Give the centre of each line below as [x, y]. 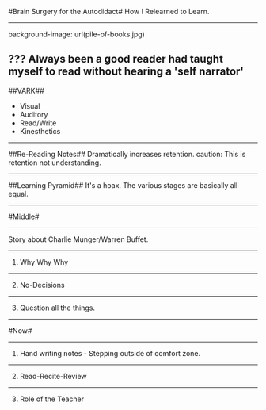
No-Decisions [42, 285]
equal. [19, 194]
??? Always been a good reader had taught [116, 59]
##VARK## [27, 90]
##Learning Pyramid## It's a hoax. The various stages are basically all [123, 185]
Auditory [34, 114]
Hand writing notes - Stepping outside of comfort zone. [110, 353]
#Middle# [24, 216]
